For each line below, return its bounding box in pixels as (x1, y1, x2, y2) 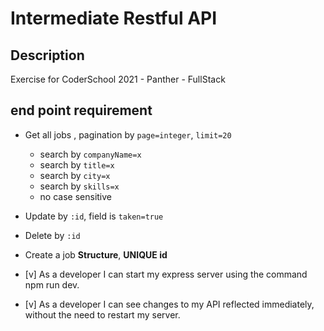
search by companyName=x (39, 148, 142, 160)
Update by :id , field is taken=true (24, 210, 164, 222)
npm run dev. (24, 278, 80, 291)
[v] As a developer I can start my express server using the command (24, 268, 308, 280)
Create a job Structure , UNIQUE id (24, 248, 168, 261)
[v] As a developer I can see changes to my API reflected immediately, (24, 298, 315, 310)
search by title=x (39, 158, 115, 171)
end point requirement (10, 102, 153, 119)
